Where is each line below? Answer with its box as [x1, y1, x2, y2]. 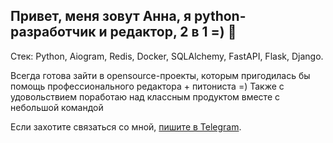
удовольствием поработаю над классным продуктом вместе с [10, 90, 280, 103]
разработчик [10, 24, 97, 41]
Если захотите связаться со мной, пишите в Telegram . [10, 120, 242, 133]
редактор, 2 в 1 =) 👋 [109, 24, 237, 41]
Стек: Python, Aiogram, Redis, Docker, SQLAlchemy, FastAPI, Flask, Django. [10, 50, 324, 62]
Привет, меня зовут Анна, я [10, 8, 192, 25]
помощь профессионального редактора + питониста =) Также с [10, 80, 285, 92]
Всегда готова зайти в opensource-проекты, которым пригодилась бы [10, 69, 311, 81]
